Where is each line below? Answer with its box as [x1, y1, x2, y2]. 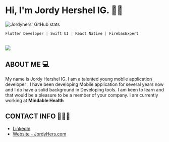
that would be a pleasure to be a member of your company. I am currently [5, 92, 158, 98]
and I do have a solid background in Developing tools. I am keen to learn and [5, 87, 164, 93]
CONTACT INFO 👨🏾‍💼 [5, 112, 71, 121]
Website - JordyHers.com [12, 131, 67, 137]
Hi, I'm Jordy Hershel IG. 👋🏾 [5, 5, 123, 16]
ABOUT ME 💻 [5, 60, 49, 69]
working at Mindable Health [5, 98, 64, 104]
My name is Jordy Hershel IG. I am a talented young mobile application [5, 76, 152, 82]
